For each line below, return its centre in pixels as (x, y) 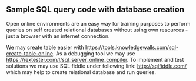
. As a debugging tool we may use (94, 53)
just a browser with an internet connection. (58, 36)
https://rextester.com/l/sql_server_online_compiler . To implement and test (95, 59)
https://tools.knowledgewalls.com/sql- (132, 47)
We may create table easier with (45, 47)
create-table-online (30, 53)
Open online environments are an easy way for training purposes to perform (98, 23)
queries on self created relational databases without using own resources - (97, 30)
